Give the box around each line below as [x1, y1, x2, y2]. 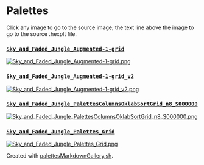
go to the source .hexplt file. [6, 30, 77, 37]
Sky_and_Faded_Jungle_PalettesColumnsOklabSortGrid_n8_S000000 [6, 100, 198, 107]
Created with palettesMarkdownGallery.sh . [6, 152, 114, 160]
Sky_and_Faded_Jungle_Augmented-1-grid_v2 [6, 73, 134, 80]
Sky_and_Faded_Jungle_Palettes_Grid [6, 128, 115, 135]
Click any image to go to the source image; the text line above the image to [6, 24, 194, 31]
